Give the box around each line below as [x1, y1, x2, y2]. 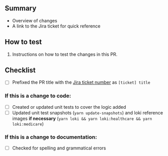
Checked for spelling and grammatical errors [12, 145, 106, 151]
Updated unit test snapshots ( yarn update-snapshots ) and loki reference [12, 109, 163, 116]
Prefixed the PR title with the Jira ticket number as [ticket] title [12, 79, 151, 85]
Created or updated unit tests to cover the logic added [12, 104, 126, 110]
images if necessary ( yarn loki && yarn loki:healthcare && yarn [12, 115, 152, 121]
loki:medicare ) [12, 120, 44, 127]
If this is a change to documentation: [5, 133, 97, 140]
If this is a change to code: [5, 92, 71, 100]
